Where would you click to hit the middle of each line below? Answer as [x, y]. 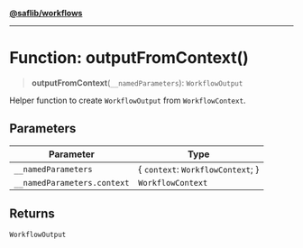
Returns [32, 214]
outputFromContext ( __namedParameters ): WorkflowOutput [137, 83]
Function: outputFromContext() [129, 58]
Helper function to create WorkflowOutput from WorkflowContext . [128, 100]
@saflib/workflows [46, 13]
